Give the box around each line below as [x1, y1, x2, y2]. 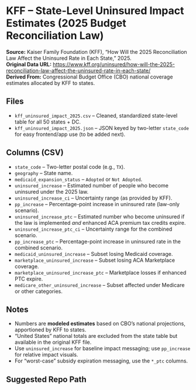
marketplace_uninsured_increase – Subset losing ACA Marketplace [14, 256, 176, 264]
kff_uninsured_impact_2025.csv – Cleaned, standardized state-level [14, 112, 178, 119]
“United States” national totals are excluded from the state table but [14, 333, 178, 340]
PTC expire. [14, 275, 43, 282]
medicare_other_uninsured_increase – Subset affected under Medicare [14, 281, 185, 288]
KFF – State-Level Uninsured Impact [6, 4, 184, 18]
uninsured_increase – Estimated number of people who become [14, 182, 169, 189]
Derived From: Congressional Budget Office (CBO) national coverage [6, 73, 173, 80]
